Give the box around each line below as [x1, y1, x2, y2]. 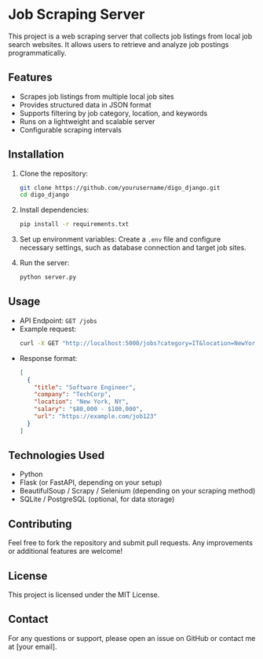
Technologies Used [8, 449, 104, 462]
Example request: [19, 324, 77, 333]
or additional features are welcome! [8, 547, 123, 556]
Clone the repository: [19, 169, 89, 178]
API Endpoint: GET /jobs [19, 315, 97, 325]
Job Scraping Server [8, 5, 145, 24]
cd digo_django [19, 191, 70, 199]
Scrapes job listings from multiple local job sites [19, 92, 174, 101]
